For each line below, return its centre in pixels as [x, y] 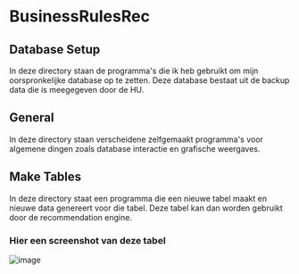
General [32, 118]
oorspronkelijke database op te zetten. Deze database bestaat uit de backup [149, 80]
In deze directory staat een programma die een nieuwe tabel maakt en [138, 198]
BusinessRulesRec [79, 17]
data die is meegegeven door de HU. [77, 90]
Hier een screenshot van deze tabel [88, 240]
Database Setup [55, 50]
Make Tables [46, 177]
